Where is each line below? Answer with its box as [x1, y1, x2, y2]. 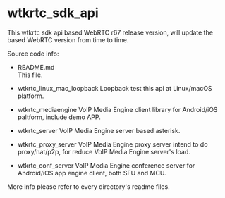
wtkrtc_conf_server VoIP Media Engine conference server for [17, 161, 195, 170]
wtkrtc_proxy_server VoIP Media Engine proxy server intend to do [17, 140, 208, 149]
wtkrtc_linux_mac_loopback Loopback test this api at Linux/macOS [17, 84, 213, 92]
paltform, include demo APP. [17, 113, 101, 121]
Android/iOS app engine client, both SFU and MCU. [17, 168, 167, 177]
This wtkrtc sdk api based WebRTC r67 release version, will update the [7, 28, 214, 37]
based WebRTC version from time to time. [7, 35, 129, 44]
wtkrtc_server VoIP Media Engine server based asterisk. [17, 126, 181, 135]
